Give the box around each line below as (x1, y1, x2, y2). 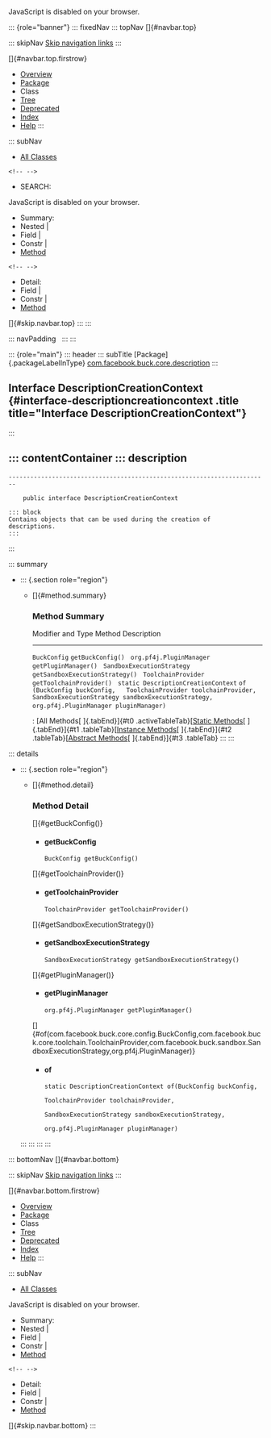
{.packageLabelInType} (8, 358, 86, 368)
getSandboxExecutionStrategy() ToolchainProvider (31, 670, 205, 678)
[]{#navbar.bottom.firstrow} (8, 1186, 101, 1196)
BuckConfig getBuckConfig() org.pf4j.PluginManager (31, 653, 211, 661)
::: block (8, 508, 42, 516)
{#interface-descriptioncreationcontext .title (8, 394, 240, 408)
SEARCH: (19, 181, 52, 191)
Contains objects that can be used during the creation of (8, 515, 211, 523)
